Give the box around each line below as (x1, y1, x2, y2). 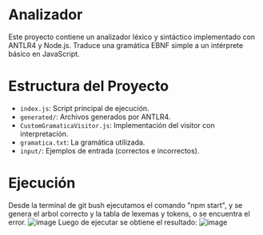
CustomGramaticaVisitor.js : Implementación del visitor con (19, 120, 215, 129)
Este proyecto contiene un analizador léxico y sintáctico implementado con (8, 32, 256, 42)
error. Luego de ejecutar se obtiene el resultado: (8, 217, 197, 227)
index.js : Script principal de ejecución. (19, 103, 149, 113)
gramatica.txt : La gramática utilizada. (19, 137, 145, 147)
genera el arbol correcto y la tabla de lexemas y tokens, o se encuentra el (8, 209, 250, 218)
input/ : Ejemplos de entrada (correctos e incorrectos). (19, 145, 200, 155)
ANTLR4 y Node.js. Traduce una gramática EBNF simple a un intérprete (8, 40, 244, 50)
